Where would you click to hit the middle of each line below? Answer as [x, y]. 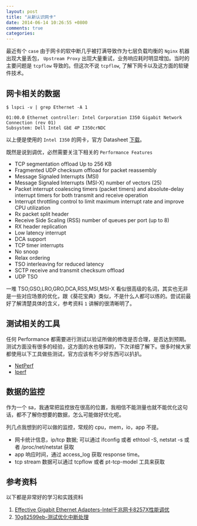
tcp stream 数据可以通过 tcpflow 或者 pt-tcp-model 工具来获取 [90, 462]
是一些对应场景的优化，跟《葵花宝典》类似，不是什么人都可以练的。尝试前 [96, 296]
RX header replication [41, 226]
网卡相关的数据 [33, 93]
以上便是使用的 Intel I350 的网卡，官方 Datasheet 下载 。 [76, 140]
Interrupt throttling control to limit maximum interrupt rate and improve [99, 201]
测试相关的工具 [33, 324]
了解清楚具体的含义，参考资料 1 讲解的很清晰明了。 [73, 303]
